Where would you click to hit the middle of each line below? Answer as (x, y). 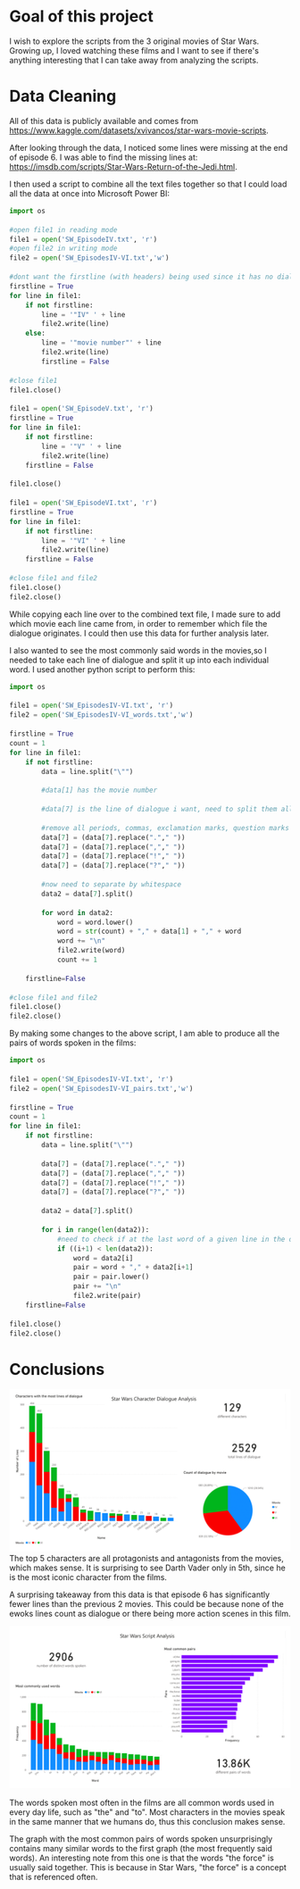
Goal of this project (82, 17)
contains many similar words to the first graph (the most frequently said (141, 1849)
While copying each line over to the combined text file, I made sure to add (145, 614)
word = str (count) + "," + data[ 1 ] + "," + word (149, 932)
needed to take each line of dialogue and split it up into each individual (139, 660)
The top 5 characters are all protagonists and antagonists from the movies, (146, 1558)
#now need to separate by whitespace (111, 885)
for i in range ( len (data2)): (96, 1229)
